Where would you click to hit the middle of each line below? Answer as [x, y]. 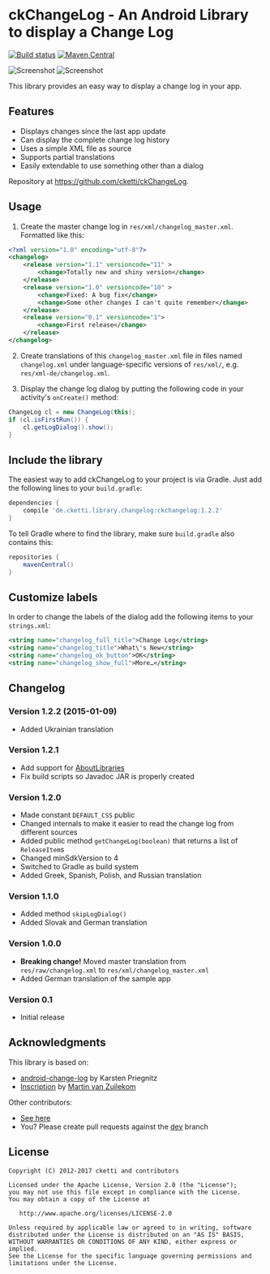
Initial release [42, 1017]
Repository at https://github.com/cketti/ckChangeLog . [99, 181]
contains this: [31, 542]
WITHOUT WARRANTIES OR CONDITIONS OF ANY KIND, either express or [123, 1242]
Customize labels [53, 597]
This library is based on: [49, 1062]
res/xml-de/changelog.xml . [65, 373]
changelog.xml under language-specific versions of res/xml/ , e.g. [129, 364]
